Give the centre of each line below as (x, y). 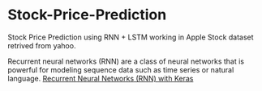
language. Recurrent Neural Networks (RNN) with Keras (101, 78)
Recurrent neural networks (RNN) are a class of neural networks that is (126, 61)
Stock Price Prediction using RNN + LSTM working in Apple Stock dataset (131, 37)
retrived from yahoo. (42, 45)
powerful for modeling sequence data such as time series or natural (121, 69)
